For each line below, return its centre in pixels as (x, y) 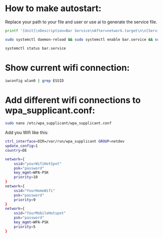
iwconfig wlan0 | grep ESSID (34, 80)
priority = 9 (25, 200)
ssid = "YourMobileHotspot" (40, 213)
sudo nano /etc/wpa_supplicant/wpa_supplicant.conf (58, 123)
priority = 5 (25, 227)
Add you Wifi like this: (27, 133)
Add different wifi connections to (73, 100)
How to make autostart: (53, 8)
